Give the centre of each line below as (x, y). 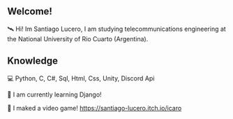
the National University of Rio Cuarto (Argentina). (78, 38)
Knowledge (32, 61)
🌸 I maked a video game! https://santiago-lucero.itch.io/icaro (95, 108)
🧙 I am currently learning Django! (55, 94)
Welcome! (30, 12)
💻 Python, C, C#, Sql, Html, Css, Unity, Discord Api (81, 78)
